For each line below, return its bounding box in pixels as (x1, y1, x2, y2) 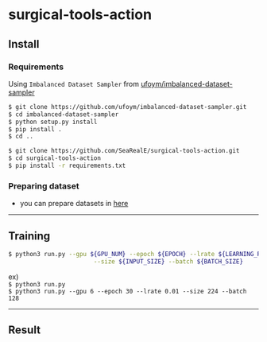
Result (8, 324, 41, 337)
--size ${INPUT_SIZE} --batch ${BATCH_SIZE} (93, 257, 244, 266)
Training (8, 229, 51, 243)
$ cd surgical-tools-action (8, 154, 102, 162)
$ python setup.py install (8, 118, 98, 126)
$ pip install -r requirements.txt (8, 161, 126, 169)
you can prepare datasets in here (19, 199, 129, 208)
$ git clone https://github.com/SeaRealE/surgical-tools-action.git (8, 147, 240, 155)
